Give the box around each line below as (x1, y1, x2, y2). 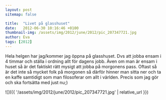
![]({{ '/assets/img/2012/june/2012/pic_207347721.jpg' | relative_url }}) (5, 89, 149, 95)
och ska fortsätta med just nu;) (5, 79, 68, 85)
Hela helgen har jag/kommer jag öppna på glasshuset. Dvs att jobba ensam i (5, 53, 162, 59)
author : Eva (5, 35, 30, 40)
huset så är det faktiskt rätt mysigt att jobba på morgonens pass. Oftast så (5, 63, 157, 70)
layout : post (5, 7, 32, 12)
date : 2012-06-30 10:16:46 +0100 (5, 25, 79, 30)
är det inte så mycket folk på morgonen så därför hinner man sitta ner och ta (5, 69, 162, 75)
